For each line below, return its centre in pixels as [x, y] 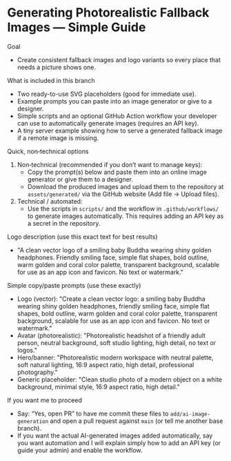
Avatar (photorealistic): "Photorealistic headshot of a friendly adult [111, 335]
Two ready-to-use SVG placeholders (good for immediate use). [107, 94]
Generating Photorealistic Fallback [108, 13]
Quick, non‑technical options [48, 151]
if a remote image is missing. [58, 138]
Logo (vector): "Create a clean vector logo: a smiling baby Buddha [111, 299]
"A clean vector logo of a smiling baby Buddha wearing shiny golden [114, 250]
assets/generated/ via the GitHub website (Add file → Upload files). [123, 194]
